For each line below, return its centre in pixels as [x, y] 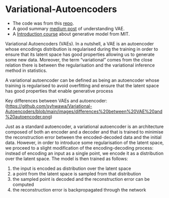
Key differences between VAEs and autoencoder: [56, 101]
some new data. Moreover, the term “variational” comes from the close [79, 59]
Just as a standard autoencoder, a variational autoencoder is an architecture [84, 126]
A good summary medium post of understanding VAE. [69, 28]
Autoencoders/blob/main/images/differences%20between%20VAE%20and [84, 111]
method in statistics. [26, 70]
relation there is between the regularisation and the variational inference [80, 65]
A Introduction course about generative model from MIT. [71, 34]
